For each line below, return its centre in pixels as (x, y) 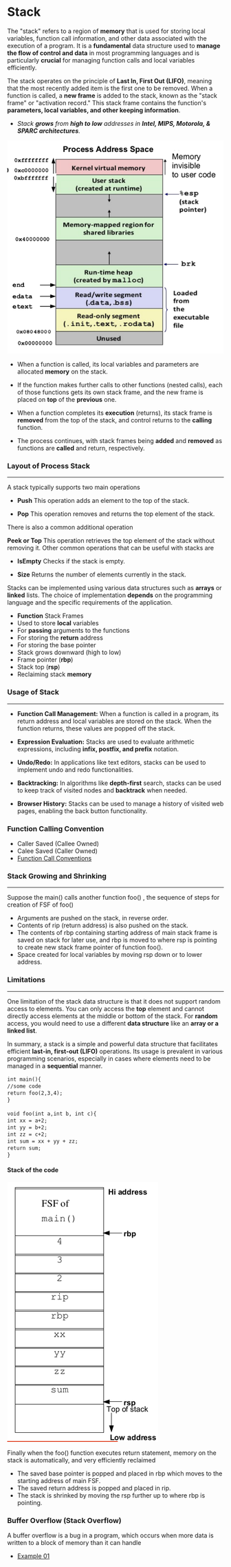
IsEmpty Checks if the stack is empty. (71, 561)
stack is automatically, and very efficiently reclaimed (81, 1460)
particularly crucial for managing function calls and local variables (101, 60)
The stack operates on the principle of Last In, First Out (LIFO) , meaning (110, 80)
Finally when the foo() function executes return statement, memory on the (112, 1453)
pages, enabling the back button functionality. (82, 811)
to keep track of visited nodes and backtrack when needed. (102, 790)
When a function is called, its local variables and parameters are (108, 365)
